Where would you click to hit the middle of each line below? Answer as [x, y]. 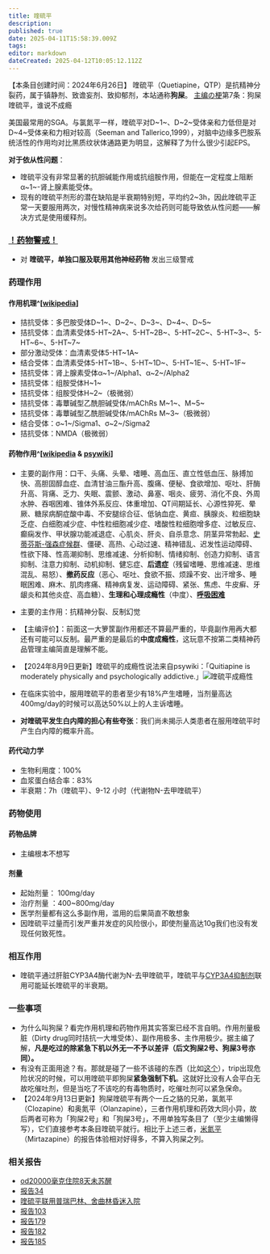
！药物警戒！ [33, 240]
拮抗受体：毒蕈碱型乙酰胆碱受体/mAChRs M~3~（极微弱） [117, 414]
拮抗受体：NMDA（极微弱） [66, 434]
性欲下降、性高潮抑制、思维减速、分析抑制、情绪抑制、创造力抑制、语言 [140, 553]
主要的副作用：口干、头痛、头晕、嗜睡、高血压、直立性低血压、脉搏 [133, 473]
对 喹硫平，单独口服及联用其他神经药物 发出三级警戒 [107, 259]
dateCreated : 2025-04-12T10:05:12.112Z [75, 61]
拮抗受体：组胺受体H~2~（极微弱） [79, 393]
